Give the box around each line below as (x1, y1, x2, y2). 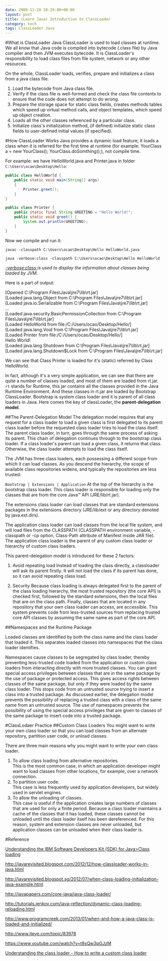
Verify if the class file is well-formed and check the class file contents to (12, 91, 161, 97)
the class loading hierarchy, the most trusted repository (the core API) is (12, 588, 161, 594)
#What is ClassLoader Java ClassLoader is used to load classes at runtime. (5, 39, 160, 45)
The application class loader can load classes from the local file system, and (5, 522, 162, 528)
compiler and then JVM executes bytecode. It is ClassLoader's (5, 50, 134, 56)
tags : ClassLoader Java (5, 26, 55, 31)
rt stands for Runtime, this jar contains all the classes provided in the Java (5, 383, 158, 389)
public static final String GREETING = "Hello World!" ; (14, 210, 133, 215)
